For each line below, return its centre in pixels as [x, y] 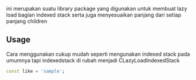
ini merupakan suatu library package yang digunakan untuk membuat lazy [97, 9]
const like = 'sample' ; [36, 71]
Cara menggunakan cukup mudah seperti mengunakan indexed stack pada [98, 54]
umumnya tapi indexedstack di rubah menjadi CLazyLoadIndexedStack [93, 60]
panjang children [27, 21]
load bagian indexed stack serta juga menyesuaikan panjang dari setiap [94, 15]
